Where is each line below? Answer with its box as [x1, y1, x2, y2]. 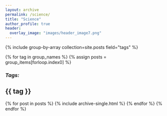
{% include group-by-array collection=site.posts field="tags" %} [5, 44, 138, 50]
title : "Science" [5, 16, 41, 21]
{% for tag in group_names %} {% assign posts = [5, 54, 106, 60]
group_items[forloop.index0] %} [5, 59, 71, 65]
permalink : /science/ [5, 12, 50, 17]
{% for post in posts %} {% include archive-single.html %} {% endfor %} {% [5, 100, 162, 106]
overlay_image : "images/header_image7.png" [9, 30, 101, 35]
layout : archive [5, 7, 39, 12]
